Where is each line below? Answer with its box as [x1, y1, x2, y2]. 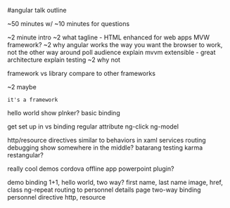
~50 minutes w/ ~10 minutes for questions [7, 20, 130, 27]
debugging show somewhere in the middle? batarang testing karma [7, 143, 203, 152]
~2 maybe [7, 83, 37, 91]
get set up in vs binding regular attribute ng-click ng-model [7, 122, 179, 131]
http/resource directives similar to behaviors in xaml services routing [7, 136, 206, 144]
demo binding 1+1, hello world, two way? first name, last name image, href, [7, 178, 223, 186]
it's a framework [7, 96, 58, 103]
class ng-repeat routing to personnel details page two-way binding [7, 186, 202, 194]
